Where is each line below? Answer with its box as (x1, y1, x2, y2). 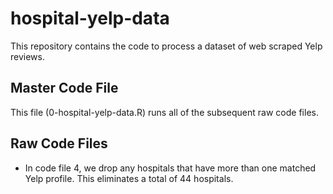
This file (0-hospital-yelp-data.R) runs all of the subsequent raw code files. (10, 106, 319, 118)
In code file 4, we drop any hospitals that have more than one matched (24, 162, 317, 174)
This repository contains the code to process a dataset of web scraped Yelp (10, 40, 323, 52)
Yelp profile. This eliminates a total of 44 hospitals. (24, 172, 234, 184)
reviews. (10, 50, 45, 62)
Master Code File (10, 80, 119, 97)
